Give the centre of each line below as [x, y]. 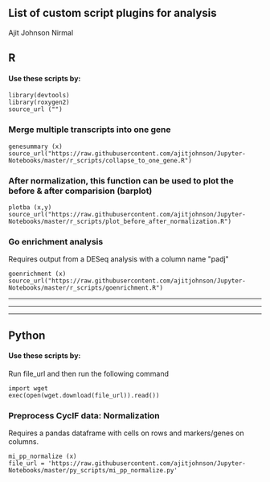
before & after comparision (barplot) [80, 191]
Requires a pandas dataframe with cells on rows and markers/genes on [126, 433]
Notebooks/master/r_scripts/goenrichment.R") [86, 288]
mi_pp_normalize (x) [43, 457]
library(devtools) [39, 96]
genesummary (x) [35, 146]
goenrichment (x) [37, 274]
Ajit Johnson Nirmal [41, 32]
